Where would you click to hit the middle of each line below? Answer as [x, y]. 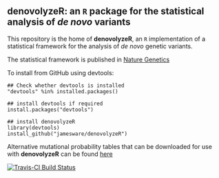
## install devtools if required [55, 103]
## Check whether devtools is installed [66, 86]
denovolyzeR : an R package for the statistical [106, 11]
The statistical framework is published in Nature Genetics [88, 59]
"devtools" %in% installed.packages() [63, 91]
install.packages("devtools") [51, 110]
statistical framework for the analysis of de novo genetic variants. [100, 46]
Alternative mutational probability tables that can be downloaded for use [109, 146]
